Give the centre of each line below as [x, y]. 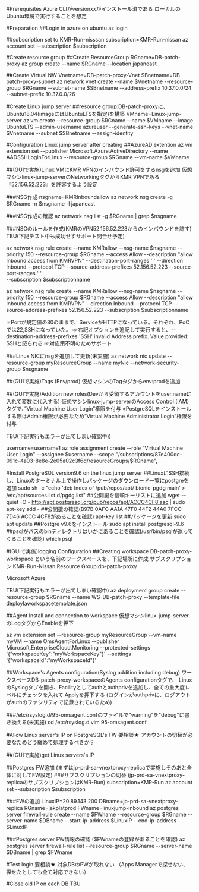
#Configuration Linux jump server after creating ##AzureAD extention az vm [99, 145]
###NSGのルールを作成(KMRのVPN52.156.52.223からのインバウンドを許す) [99, 228]
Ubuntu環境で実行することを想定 [47, 16]
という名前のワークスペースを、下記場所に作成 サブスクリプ [108, 559]
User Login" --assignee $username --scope [60, 454]
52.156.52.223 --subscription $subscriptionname [129, 310]
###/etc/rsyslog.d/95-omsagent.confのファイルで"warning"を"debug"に [95, 715]
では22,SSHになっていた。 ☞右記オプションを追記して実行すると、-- [91, 330]
